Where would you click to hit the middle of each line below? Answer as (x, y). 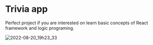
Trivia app (27, 9)
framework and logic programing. (40, 28)
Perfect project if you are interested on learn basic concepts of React (77, 23)
